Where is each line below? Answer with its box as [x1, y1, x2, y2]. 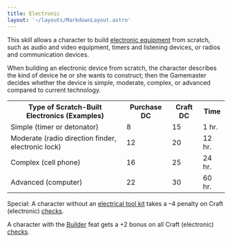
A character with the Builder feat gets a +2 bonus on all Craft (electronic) [7, 220, 214, 228]
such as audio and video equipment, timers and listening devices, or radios [7, 43, 221, 51]
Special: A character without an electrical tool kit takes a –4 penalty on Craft [7, 199, 224, 207]
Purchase [130, 102, 162, 111]
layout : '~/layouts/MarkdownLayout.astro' [7, 17, 131, 24]
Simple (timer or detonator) [10, 122, 99, 131]
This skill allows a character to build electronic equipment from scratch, [7, 35, 211, 44]
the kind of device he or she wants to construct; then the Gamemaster [7, 71, 207, 80]
